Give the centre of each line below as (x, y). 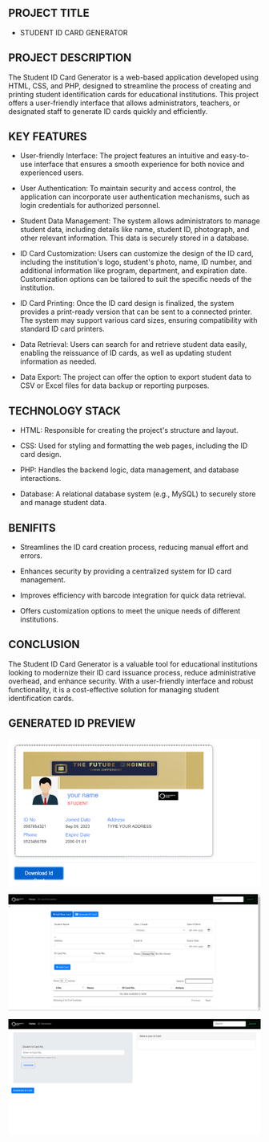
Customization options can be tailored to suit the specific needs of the (136, 279)
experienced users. (52, 173)
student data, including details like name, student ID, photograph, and (134, 230)
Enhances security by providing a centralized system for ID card (126, 571)
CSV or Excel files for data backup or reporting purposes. (114, 385)
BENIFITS (32, 528)
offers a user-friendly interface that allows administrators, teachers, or (124, 103)
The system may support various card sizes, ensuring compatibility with (139, 320)
